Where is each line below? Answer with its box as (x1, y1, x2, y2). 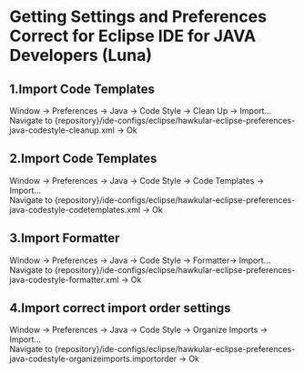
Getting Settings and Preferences (9, 6, 267, 27)
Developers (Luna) (9, 45, 153, 66)
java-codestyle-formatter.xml (9, 274, 120, 285)
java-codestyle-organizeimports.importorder (9, 353, 177, 365)
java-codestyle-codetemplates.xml (9, 204, 141, 215)
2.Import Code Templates (9, 151, 157, 166)
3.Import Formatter (9, 230, 120, 247)
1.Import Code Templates (9, 81, 155, 96)
